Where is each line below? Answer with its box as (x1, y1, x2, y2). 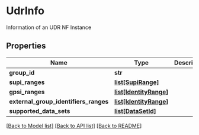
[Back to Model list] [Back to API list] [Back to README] (6, 122, 142, 129)
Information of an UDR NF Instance (6, 24, 92, 31)
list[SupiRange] (114, 78, 159, 86)
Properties (6, 41, 46, 51)
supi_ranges (9, 78, 45, 86)
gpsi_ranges (9, 88, 45, 96)
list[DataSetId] (114, 107, 156, 115)
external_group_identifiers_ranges (9, 97, 109, 105)
